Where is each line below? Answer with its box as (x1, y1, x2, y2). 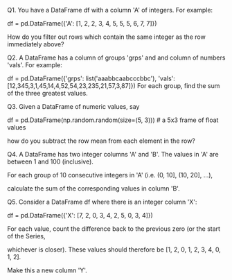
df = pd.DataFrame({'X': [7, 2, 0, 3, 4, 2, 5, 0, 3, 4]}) (7, 211, 154, 219)
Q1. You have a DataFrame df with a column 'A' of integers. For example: (7, 6, 213, 14)
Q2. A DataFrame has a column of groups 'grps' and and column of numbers (7, 53, 226, 62)
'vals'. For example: (7, 61, 62, 69)
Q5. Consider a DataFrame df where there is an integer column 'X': (7, 198, 197, 206)
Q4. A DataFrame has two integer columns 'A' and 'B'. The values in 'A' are (7, 150, 220, 158)
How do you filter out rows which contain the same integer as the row (7, 33, 206, 41)
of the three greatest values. (7, 89, 88, 97)
